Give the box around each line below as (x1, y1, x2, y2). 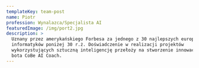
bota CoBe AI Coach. (11, 53, 62, 59)
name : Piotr (6, 14, 36, 20)
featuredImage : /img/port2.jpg (6, 25, 84, 31)
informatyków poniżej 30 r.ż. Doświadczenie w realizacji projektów (11, 42, 184, 48)
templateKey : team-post (6, 8, 65, 15)
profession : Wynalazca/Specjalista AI (6, 20, 102, 25)
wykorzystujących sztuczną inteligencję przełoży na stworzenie (11, 47, 174, 53)
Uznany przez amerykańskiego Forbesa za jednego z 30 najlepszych (11, 36, 179, 42)
